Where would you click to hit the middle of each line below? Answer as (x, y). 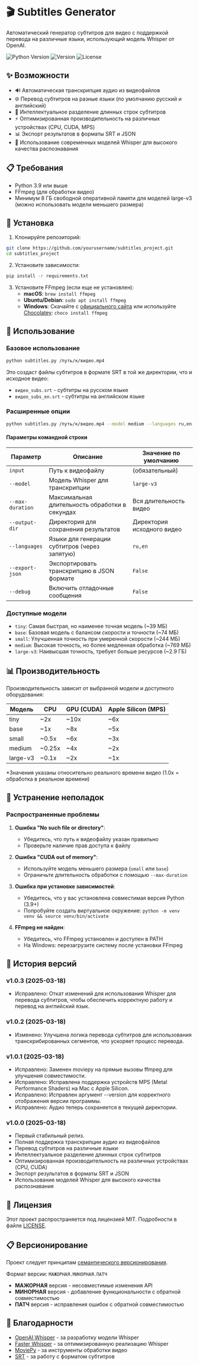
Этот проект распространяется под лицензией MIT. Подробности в (92, 1219)
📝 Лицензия (29, 1205)
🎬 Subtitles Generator (61, 12)
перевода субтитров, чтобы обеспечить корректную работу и (94, 1000)
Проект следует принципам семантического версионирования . (87, 1262)
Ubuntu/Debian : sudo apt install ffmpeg (75, 300)
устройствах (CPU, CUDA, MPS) (55, 127)
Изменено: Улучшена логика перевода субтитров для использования (103, 1035)
